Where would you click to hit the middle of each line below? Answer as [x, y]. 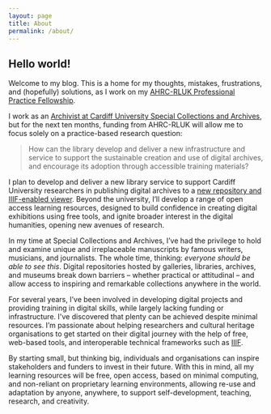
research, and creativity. [49, 401]
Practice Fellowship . [42, 100]
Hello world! [40, 64]
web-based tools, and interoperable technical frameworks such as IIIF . [126, 343]
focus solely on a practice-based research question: [95, 134]
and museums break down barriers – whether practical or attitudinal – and [131, 275]
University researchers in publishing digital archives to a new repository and [135, 190]
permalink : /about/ [41, 31]
